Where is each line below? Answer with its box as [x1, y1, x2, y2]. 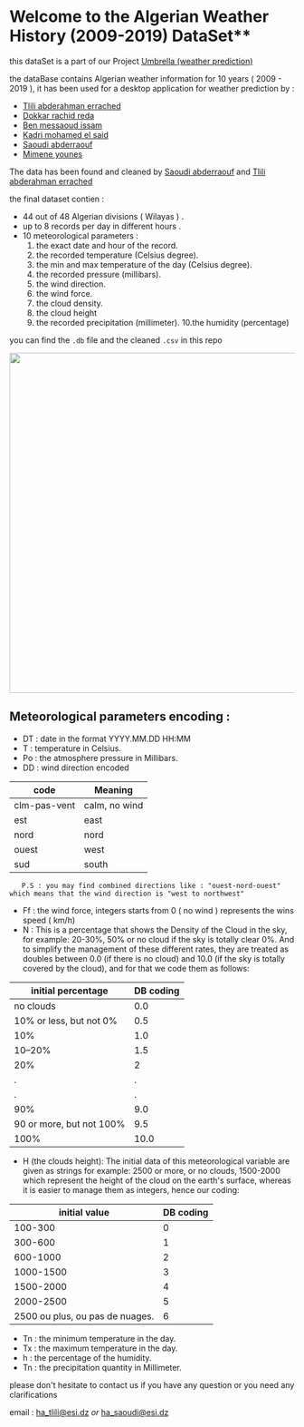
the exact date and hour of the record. [35, 239, 178, 250]
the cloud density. [35, 298, 104, 308]
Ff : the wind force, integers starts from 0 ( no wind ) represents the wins [22, 904, 294, 915]
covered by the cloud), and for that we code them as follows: [22, 963, 251, 973]
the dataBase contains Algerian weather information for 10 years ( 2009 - [9, 73, 282, 83]
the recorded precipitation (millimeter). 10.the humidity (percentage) [35, 317, 290, 327]
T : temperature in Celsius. [22, 742, 122, 754]
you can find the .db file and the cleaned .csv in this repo [9, 334, 223, 346]
